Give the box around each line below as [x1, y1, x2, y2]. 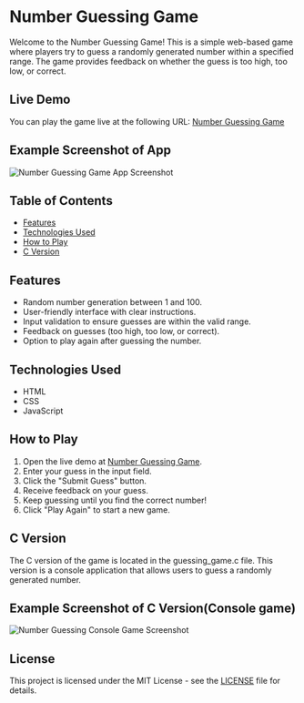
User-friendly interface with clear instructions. [22, 307, 197, 318]
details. [9, 685, 37, 696]
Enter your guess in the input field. [22, 465, 152, 476]
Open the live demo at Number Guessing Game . [22, 455, 203, 466]
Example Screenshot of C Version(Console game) [9, 601, 296, 616]
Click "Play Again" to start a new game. [22, 504, 170, 515]
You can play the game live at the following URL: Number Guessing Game [9, 116, 285, 127]
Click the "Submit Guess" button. [22, 475, 147, 486]
